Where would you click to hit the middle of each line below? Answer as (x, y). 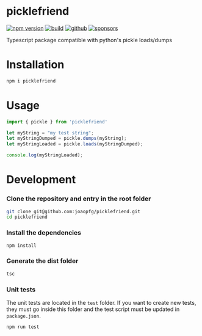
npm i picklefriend (31, 81)
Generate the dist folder (42, 261)
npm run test (23, 327)
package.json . (23, 315)
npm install (21, 246)
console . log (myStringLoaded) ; (45, 155)
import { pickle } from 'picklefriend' (57, 122)
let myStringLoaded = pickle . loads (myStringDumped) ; (75, 144)
